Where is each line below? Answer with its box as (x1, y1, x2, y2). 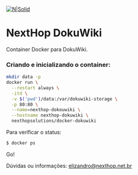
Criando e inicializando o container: (6, 60, 111, 69)
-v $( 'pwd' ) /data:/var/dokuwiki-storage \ (11, 96, 118, 102)
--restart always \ (11, 85, 60, 91)
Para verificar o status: (6, 129, 62, 136)
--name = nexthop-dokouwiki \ (11, 107, 81, 113)
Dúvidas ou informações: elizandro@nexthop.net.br (6, 162, 132, 169)
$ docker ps (6, 140, 36, 146)
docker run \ (6, 80, 38, 86)
